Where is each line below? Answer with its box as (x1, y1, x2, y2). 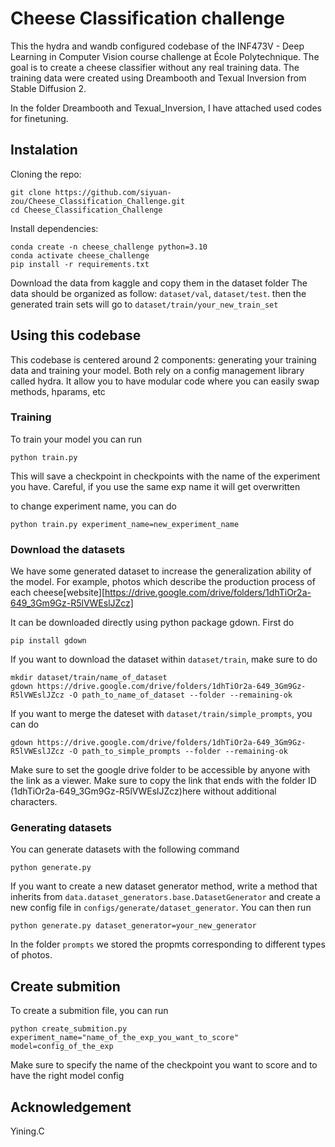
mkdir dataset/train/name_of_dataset (10, 673, 168, 683)
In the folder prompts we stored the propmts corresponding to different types (10, 938, 326, 951)
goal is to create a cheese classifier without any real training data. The (10, 61, 300, 73)
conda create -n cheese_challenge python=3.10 (10, 242, 208, 252)
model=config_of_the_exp (10, 1042, 114, 1052)
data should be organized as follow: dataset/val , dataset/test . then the (10, 287, 307, 299)
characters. (10, 796, 58, 808)
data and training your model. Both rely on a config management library (10, 364, 305, 376)
